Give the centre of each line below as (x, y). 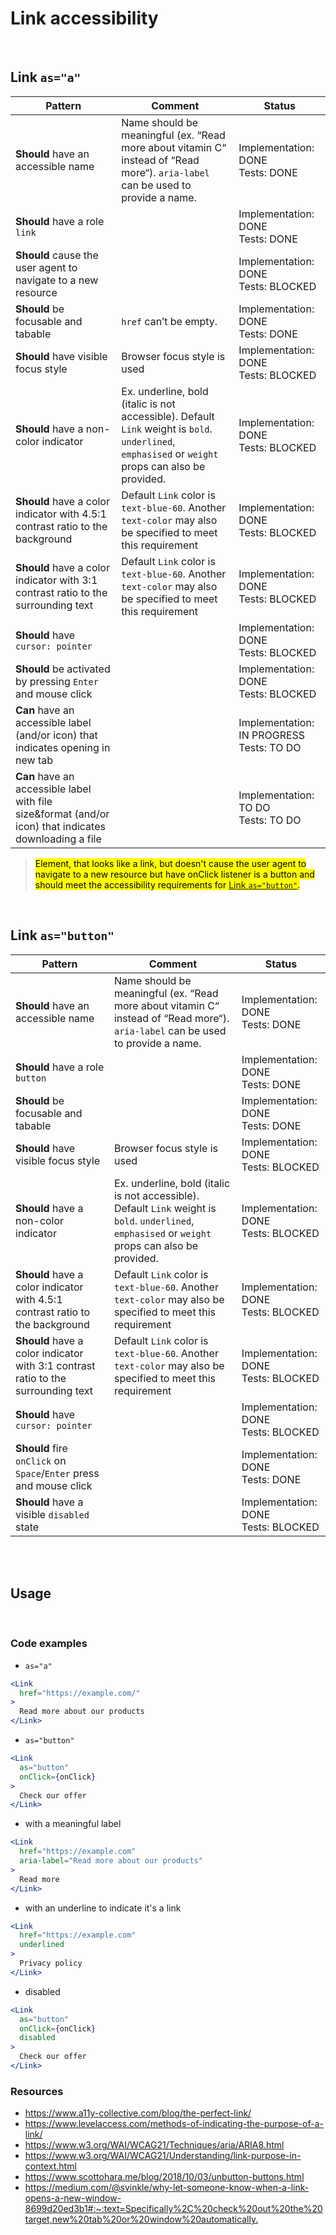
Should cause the (57, 255)
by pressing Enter (57, 681)
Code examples (49, 1644)
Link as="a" (46, 77)
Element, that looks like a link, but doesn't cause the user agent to (170, 863)
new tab (34, 760)
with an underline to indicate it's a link (103, 1908)
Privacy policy (51, 1963)
